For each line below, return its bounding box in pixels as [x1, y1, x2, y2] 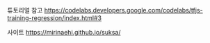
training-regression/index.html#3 [7, 14, 102, 22]
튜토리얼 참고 [7, 6, 43, 14]
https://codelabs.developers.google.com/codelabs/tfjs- [44, 6, 203, 14]
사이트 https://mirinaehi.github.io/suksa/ [7, 28, 121, 36]
